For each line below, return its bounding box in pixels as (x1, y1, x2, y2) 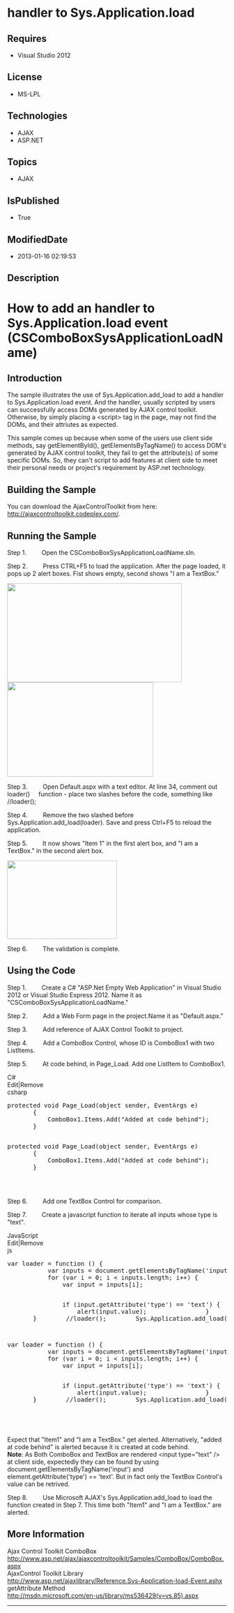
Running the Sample (7, 530, 97, 542)
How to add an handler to (7, 300, 155, 316)
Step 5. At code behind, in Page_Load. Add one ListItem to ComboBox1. (7, 1059, 226, 1068)
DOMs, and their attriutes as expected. (7, 421, 118, 429)
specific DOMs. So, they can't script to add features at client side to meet (7, 456, 218, 464)
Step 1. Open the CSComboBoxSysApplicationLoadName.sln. (7, 549, 196, 557)
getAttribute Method (7, 1584, 65, 1592)
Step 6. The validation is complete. (7, 945, 120, 953)
